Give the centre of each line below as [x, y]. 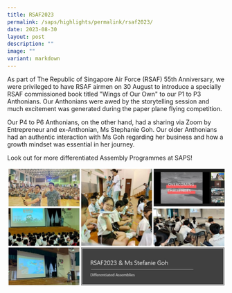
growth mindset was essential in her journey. [71, 144]
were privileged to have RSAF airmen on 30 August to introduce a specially [114, 86]
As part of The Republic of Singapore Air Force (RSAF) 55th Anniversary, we [116, 79]
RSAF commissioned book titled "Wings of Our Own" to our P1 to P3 [104, 94]
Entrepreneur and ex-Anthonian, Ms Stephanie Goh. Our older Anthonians [112, 129]
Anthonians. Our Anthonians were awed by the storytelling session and [108, 101]
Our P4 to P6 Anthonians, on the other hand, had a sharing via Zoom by [109, 122]
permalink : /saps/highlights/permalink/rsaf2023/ [80, 22]
